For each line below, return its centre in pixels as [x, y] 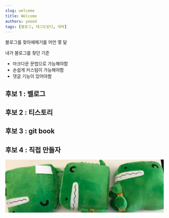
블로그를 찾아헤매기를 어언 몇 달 [36, 42]
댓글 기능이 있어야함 [32, 76]
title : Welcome [21, 16]
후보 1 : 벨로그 [25, 94]
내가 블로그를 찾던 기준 [27, 53]
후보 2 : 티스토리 [29, 113]
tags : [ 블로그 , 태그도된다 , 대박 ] [36, 27]
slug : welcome [20, 11]
